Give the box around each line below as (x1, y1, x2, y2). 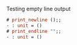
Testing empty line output (6, 5, 71, 12)
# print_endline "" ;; (6, 28, 62, 34)
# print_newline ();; (6, 17, 62, 23)
